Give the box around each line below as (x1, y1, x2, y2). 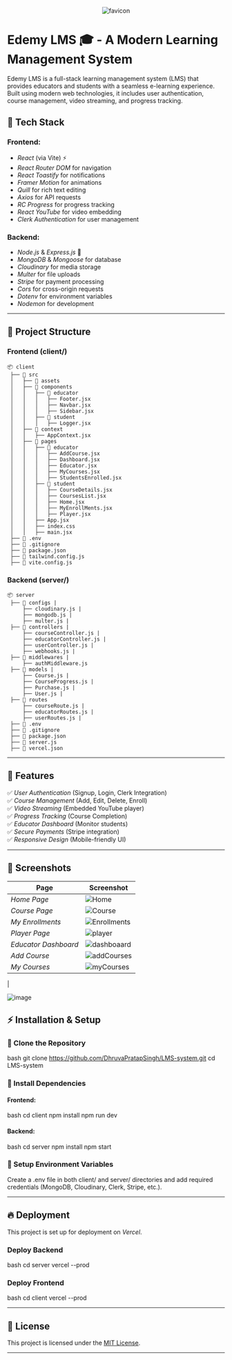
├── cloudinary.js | (22, 605, 81, 612)
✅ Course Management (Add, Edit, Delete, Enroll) (7, 796, 148, 805)
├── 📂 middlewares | (10, 654, 70, 661)
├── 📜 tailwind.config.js (10, 553, 85, 560)
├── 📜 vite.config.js (10, 559, 72, 566)
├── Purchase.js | (22, 684, 76, 691)
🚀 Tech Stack (7, 116, 65, 128)
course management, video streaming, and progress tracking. (7, 96, 183, 105)
